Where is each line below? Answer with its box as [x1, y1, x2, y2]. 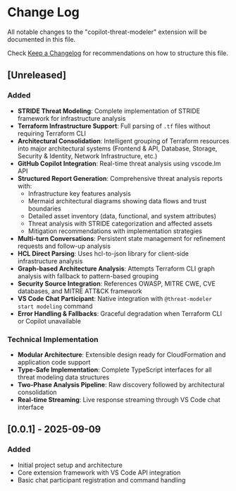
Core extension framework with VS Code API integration [17, 468, 181, 477]
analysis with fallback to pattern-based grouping [17, 271, 159, 280]
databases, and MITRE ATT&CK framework [17, 287, 142, 295]
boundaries [27, 204, 61, 213]
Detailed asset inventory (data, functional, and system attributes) [27, 211, 217, 220]
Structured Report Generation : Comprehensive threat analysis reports [17, 174, 223, 182]
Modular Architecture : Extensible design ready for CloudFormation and [17, 350, 226, 359]
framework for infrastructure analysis [17, 114, 126, 122]
